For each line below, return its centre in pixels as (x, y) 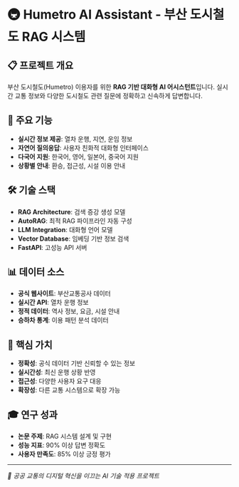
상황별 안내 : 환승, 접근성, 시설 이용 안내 (71, 165)
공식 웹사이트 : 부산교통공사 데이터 (64, 293)
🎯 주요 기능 (30, 121)
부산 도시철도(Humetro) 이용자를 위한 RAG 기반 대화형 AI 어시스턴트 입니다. (111, 87)
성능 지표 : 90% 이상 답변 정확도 (61, 445)
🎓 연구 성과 (33, 415)
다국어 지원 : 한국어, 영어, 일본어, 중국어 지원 (78, 157)
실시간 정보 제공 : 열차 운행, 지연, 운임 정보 (75, 139)
